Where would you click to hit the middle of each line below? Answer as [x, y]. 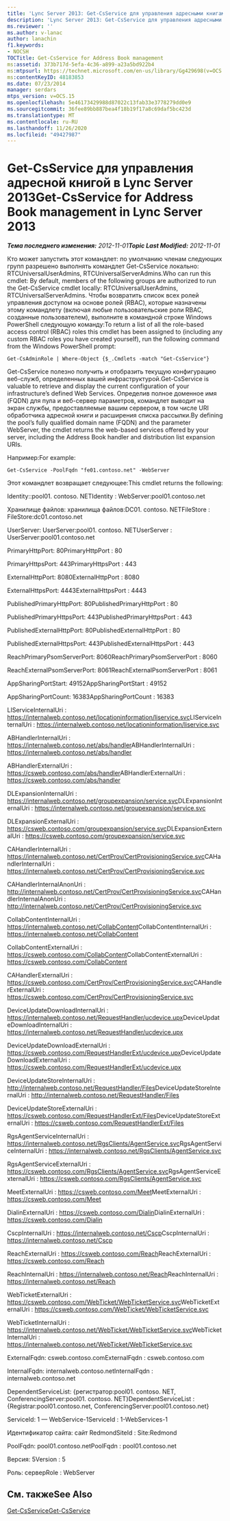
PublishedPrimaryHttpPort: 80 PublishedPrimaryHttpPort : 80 [92, 604]
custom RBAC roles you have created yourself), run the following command [113, 339]
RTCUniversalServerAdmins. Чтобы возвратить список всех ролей [103, 295]
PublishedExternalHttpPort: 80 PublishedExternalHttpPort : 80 [94, 631]
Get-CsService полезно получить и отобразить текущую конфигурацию [112, 372]
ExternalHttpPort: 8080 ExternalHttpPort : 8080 [74, 577]
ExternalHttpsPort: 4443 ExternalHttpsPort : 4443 [77, 591]
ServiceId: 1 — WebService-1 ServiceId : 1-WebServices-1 [88, 1420]
